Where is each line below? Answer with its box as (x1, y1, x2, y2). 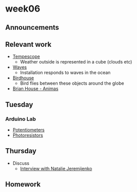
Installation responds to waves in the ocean (20, 70, 111, 76)
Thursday (5, 147, 37, 155)
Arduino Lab (5, 115, 36, 122)
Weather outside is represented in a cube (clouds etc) (20, 59, 132, 65)
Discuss (12, 160, 29, 166)
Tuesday (5, 100, 33, 109)
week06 (5, 3, 40, 15)
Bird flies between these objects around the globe (20, 80, 124, 86)
